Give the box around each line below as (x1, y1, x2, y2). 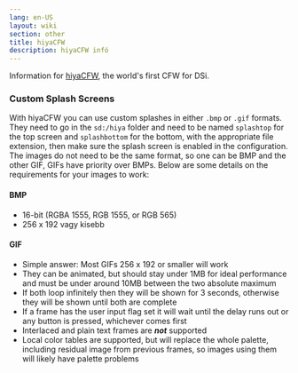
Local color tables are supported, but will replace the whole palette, (21, 334, 269, 345)
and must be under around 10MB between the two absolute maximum (21, 277, 277, 289)
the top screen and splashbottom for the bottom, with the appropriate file (9, 131, 274, 142)
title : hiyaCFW (9, 37, 66, 47)
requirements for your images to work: (9, 170, 150, 180)
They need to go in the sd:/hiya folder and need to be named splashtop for (9, 122, 285, 133)
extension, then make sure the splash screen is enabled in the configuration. (9, 141, 288, 152)
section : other (9, 29, 66, 38)
